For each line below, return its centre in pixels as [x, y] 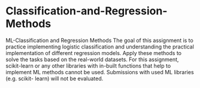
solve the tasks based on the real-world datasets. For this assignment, [92, 59]
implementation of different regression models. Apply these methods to [94, 53]
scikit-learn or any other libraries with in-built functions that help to [88, 66]
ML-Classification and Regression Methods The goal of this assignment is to [100, 40]
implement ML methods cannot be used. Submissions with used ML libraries [100, 72]
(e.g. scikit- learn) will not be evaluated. [54, 78]
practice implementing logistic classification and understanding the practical [100, 47]
